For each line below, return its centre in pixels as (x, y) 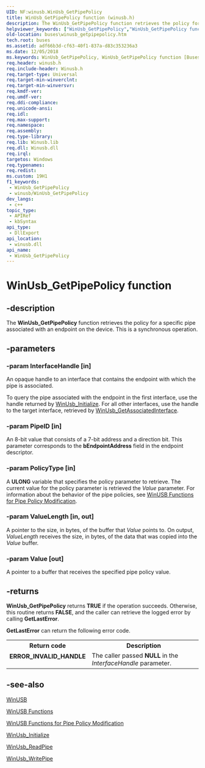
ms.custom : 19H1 (27, 176)
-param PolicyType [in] (41, 468)
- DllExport (24, 233)
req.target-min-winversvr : (41, 86)
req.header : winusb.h (34, 63)
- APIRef (20, 216)
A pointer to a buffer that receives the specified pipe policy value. (88, 572)
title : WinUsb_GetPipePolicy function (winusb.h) (71, 18)
